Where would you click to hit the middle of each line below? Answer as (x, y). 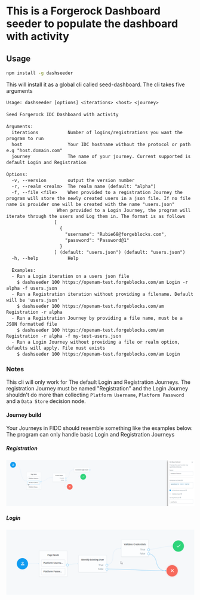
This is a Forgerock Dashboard (84, 11)
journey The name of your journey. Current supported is (101, 156)
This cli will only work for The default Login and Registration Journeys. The (99, 382)
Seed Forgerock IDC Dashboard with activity (62, 114)
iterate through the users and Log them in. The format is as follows (96, 216)
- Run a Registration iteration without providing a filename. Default (103, 294)
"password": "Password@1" (97, 240)
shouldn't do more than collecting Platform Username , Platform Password (95, 395)
